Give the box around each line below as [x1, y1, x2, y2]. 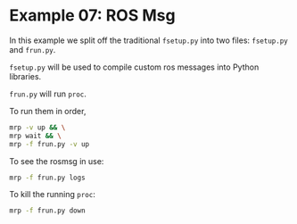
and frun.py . [9, 44, 56, 54]
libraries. [9, 71, 42, 81]
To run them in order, [9, 105, 87, 116]
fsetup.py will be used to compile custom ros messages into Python [9, 62, 260, 72]
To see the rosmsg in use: [9, 155, 104, 166]
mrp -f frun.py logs [9, 173, 87, 182]
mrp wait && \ [9, 131, 62, 140]
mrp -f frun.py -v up [9, 139, 90, 148]
